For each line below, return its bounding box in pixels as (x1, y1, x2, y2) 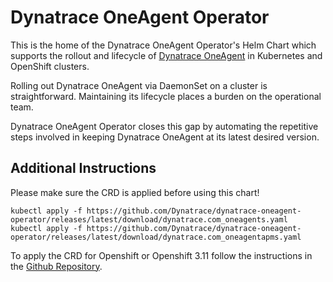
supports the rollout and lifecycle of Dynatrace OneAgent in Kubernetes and (10, 49, 323, 61)
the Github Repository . (10, 260, 103, 272)
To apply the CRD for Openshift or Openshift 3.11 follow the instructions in (10, 249, 313, 261)
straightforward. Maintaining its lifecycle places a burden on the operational (10, 90, 322, 102)
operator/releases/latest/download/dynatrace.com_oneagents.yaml (10, 214, 288, 225)
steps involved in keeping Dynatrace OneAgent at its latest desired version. (10, 131, 320, 143)
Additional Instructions (10, 160, 157, 177)
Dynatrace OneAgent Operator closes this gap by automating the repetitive (10, 120, 319, 132)
